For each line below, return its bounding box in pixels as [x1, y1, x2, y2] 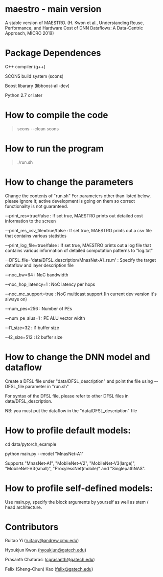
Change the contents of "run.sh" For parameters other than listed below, [5, 193, 151, 199]
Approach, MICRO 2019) [5, 30, 54, 36]
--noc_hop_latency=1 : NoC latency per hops [5, 281, 95, 287]
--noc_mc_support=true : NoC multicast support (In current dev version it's [5, 291, 157, 297]
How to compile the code [5, 110, 109, 121]
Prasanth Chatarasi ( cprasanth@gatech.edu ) [5, 557, 95, 563]
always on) [5, 296, 27, 302]
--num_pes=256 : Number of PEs [5, 305, 72, 311]
